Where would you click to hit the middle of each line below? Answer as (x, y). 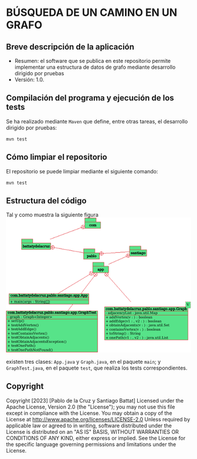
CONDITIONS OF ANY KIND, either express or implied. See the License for (96, 438)
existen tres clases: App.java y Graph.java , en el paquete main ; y (84, 361)
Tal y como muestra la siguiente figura (52, 215)
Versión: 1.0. (29, 80)
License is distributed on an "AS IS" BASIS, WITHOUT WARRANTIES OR (92, 431)
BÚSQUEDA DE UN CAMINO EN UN (92, 13)
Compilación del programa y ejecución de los (90, 98)
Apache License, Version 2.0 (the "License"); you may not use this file (91, 407)
